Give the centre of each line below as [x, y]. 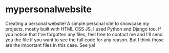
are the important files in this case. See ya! [50, 45]
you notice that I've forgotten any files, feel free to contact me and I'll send [84, 34]
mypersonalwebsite [49, 9]
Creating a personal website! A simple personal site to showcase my [77, 23]
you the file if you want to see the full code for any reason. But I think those [84, 40]
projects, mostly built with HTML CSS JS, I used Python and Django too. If [83, 29]
